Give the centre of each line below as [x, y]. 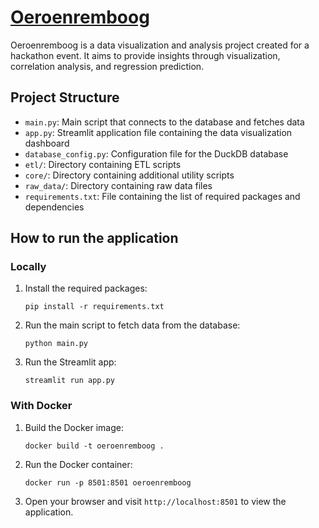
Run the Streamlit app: [70, 362]
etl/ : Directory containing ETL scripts [103, 164]
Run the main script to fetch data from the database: [132, 325]
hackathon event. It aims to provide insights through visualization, [145, 55]
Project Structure [65, 97]
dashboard [47, 143]
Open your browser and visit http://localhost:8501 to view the [155, 501]
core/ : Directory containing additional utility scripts [129, 175]
